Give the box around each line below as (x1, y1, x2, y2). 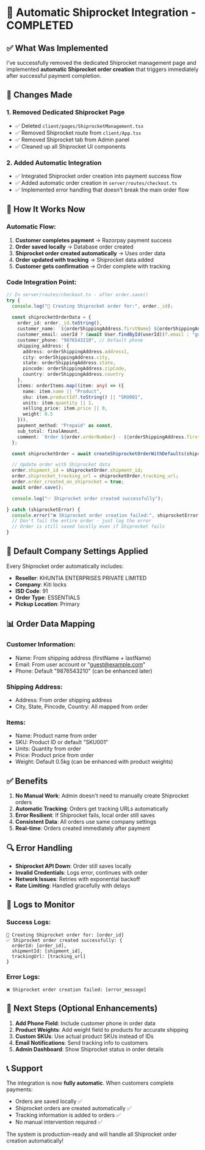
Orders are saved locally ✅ (15, 1098, 83, 1105)
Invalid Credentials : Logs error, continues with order (15, 868, 148, 876)
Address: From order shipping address (15, 696, 112, 703)
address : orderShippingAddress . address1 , (22, 348, 130, 354)
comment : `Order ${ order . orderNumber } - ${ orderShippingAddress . (17, 434, 187, 440)
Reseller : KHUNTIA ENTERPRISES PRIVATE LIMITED (15, 574, 147, 581)
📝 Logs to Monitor (6, 900, 75, 910)
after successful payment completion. (6, 72, 102, 79)
